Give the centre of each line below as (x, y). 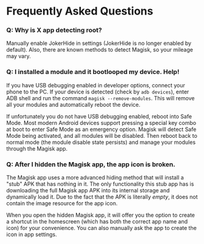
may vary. (19, 56)
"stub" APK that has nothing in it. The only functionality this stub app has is (100, 184)
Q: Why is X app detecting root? (54, 30)
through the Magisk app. (37, 148)
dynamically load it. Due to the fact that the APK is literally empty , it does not (102, 197)
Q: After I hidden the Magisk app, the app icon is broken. (91, 164)
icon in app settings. (32, 234)
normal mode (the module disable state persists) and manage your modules (101, 142)
